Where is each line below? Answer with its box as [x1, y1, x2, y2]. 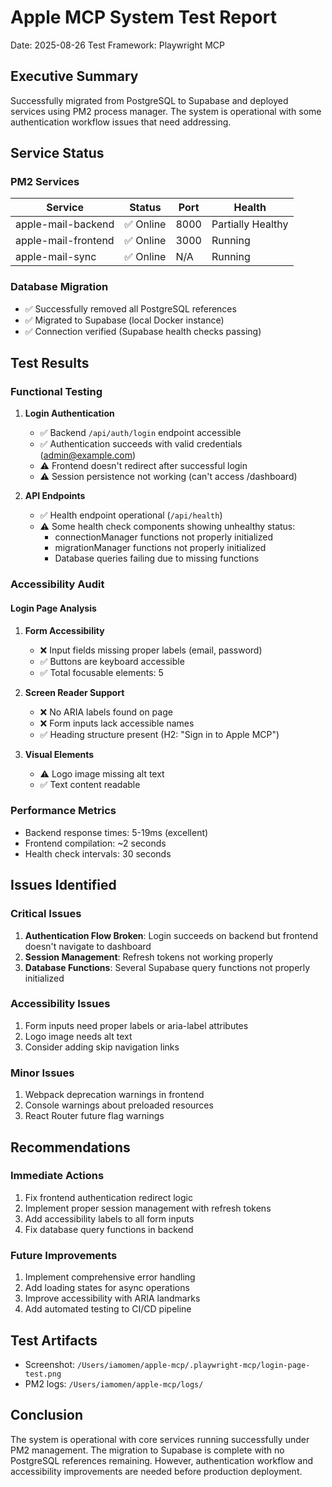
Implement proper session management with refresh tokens [24, 1202, 272, 1214]
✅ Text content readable [39, 778, 141, 790]
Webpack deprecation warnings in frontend [24, 1089, 205, 1101]
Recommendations [10, 1139, 131, 1156]
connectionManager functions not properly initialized [54, 531, 274, 543]
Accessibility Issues [10, 997, 111, 1011]
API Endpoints [24, 490, 86, 502]
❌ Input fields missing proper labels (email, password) [39, 644, 263, 656]
